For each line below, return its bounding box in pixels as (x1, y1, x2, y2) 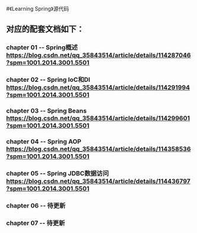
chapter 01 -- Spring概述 (6, 43, 78, 52)
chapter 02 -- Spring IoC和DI (6, 76, 91, 84)
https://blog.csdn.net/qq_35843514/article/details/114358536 (6, 145, 191, 153)
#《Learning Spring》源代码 (6, 5, 69, 12)
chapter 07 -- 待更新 (6, 219, 65, 227)
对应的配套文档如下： (6, 24, 84, 34)
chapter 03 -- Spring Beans (6, 107, 87, 115)
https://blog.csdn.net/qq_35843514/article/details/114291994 (6, 84, 190, 92)
